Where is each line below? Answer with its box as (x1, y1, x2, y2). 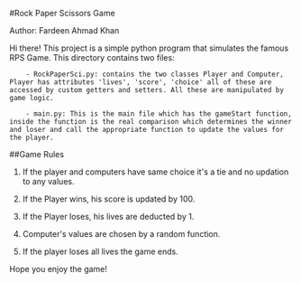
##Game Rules (9, 149, 65, 159)
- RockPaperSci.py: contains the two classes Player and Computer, (25, 70, 284, 79)
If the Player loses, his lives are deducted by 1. (22, 212, 195, 222)
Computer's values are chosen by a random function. (22, 229, 221, 239)
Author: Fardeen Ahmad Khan (9, 25, 120, 35)
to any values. (22, 176, 75, 186)
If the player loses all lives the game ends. (22, 246, 178, 257)
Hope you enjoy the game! (9, 264, 108, 274)
